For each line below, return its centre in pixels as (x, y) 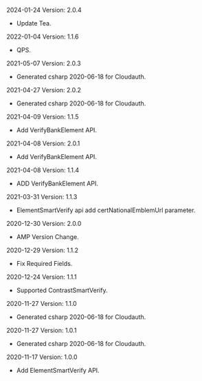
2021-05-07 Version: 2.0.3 (44, 63)
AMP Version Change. (48, 237)
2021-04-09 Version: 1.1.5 (43, 117)
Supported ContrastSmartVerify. (62, 290)
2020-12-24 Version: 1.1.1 (42, 277)
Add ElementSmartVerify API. (58, 370)
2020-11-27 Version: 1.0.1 (42, 330)
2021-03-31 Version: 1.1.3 (42, 197)
